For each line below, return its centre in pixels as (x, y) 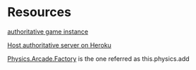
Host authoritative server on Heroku (59, 45)
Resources (39, 12)
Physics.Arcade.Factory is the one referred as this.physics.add (98, 58)
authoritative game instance (48, 31)
